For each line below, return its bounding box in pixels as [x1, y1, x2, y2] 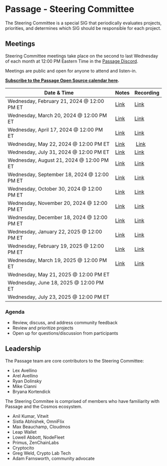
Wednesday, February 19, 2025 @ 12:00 [7, 242, 104, 249]
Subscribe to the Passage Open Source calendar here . [5, 77, 120, 83]
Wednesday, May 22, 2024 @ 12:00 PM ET [7, 140, 110, 147]
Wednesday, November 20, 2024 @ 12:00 [7, 199, 108, 206]
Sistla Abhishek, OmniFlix [12, 418, 65, 424]
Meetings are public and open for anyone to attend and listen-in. [5, 68, 137, 74]
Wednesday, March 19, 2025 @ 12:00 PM [7, 257, 107, 264]
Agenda [5, 308, 25, 315]
